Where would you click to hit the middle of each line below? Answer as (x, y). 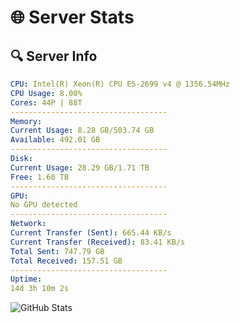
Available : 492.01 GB (55, 140)
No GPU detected (44, 205)
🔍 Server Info (54, 56)
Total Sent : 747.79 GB (57, 251)
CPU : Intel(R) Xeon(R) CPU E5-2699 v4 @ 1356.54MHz (120, 84)
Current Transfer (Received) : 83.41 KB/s (98, 242)
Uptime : (26, 279)
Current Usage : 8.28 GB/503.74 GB (82, 131)
